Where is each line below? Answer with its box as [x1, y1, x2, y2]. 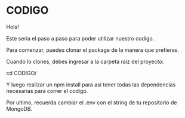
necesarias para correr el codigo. [6, 87, 88, 94]
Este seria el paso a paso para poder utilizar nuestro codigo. [6, 35, 155, 42]
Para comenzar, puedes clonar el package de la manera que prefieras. [6, 46, 179, 54]
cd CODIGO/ [6, 69, 37, 76]
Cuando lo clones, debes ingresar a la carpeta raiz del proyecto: [6, 58, 164, 65]
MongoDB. [6, 105, 33, 112]
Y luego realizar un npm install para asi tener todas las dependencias [6, 81, 176, 88]
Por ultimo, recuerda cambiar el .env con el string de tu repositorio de [6, 99, 177, 106]
